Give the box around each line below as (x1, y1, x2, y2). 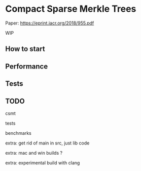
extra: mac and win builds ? (5, 150, 62, 156)
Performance (5, 62, 48, 70)
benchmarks (5, 130, 31, 136)
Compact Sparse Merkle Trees (5, 3, 136, 15)
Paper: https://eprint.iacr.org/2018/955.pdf (5, 20, 94, 26)
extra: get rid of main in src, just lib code (5, 140, 90, 146)
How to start (5, 44, 45, 54)
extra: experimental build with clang (5, 159, 80, 166)
